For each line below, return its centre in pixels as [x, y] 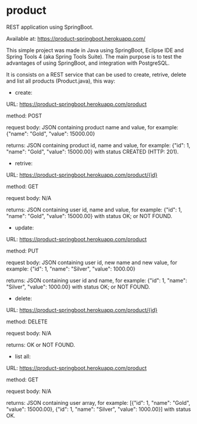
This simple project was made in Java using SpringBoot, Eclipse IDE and [95, 50]
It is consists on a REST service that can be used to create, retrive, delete [96, 74]
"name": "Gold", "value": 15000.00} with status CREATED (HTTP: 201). [93, 152]
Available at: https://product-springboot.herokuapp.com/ [76, 38]
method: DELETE [27, 322]
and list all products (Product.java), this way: [61, 81]
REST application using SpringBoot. [50, 27]
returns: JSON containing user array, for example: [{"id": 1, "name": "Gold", [98, 402]
